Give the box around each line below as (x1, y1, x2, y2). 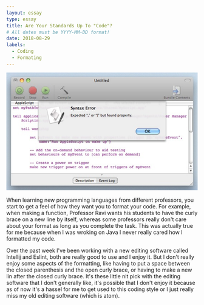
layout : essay (6, 10, 42, 16)
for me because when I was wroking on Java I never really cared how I (6, 228, 183, 236)
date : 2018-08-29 (6, 35, 50, 42)
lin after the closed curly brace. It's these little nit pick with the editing (6, 273, 181, 280)
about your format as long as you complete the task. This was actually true (6, 222, 193, 230)
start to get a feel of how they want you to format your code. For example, (6, 203, 191, 210)
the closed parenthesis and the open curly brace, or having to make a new (6, 266, 192, 273)
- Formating (12, 55, 42, 61)
